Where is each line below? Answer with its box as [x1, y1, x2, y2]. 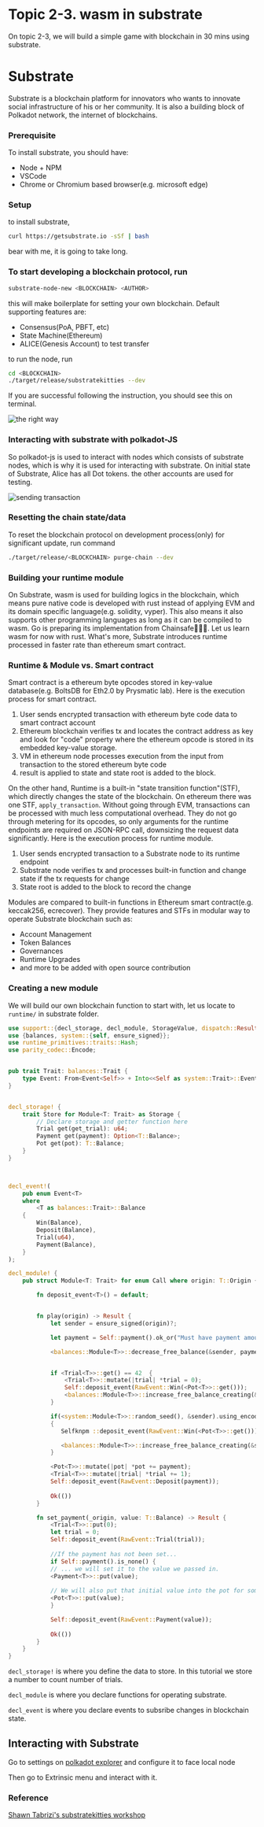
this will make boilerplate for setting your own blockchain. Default [8, 298, 220, 308]
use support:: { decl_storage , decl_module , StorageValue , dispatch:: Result [8, 1024, 258, 1032]
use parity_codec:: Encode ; [8, 1046, 97, 1054]
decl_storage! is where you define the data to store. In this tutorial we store [8, 1666, 253, 1676]
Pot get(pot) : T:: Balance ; [36, 1140, 125, 1148]
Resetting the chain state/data [8, 512, 126, 523]
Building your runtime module [8, 572, 124, 583]
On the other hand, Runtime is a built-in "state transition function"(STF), [8, 783, 240, 793]
